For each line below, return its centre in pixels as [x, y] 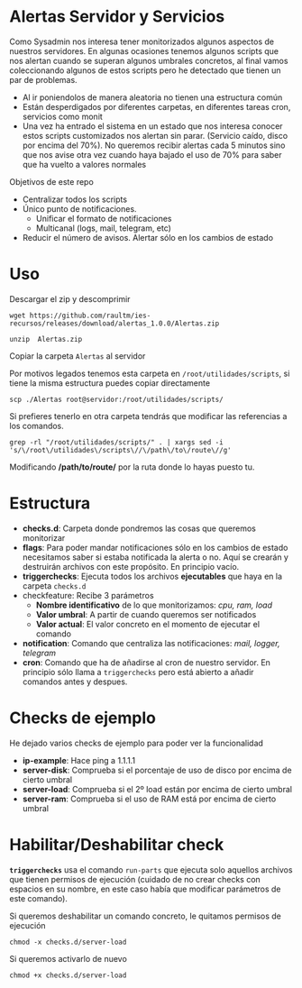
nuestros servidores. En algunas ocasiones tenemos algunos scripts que [144, 50]
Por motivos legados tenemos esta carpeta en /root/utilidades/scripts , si [150, 373]
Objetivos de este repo [52, 181]
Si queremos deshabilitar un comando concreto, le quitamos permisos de [146, 916]
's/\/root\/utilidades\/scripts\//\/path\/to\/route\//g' [120, 450]
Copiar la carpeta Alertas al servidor [78, 356]
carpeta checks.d [54, 585]
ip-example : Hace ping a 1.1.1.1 [79, 760]
